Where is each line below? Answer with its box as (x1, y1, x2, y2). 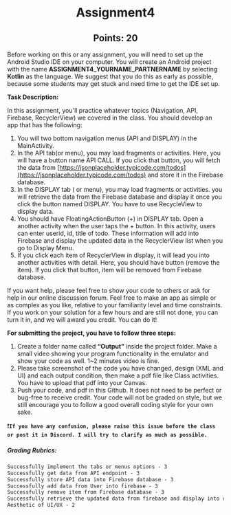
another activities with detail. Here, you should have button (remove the (16, 259, 220, 266)
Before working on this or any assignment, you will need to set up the (7, 50, 203, 58)
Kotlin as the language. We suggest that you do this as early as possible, (7, 72, 214, 80)
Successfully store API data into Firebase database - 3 (7, 476, 174, 483)
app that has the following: (7, 121, 82, 129)
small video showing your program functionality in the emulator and (16, 349, 209, 358)
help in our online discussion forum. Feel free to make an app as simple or (7, 294, 217, 302)
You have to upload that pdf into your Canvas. (16, 379, 148, 386)
